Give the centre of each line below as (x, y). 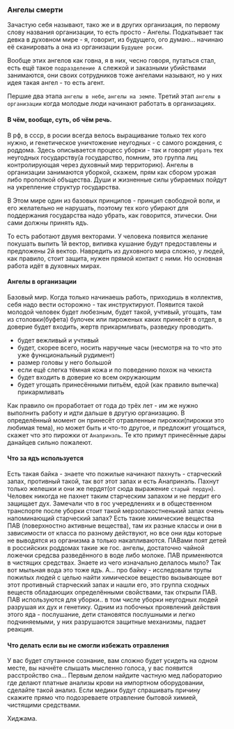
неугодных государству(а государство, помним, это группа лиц (102, 157)
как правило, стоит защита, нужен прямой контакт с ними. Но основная (115, 258)
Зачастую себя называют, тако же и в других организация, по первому (114, 25)
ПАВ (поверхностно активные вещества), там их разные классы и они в (115, 525)
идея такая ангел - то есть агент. (56, 83)
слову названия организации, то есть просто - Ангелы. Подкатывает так (116, 32)
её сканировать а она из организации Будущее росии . (86, 47)
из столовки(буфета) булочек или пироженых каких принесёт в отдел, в (115, 319)
